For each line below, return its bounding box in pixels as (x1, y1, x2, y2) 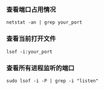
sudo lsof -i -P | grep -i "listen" (6, 77, 99, 84)
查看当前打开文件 (6, 34, 56, 43)
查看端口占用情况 (6, 5, 56, 13)
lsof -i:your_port (6, 48, 53, 55)
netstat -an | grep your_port (6, 19, 83, 25)
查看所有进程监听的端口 (6, 63, 74, 72)
